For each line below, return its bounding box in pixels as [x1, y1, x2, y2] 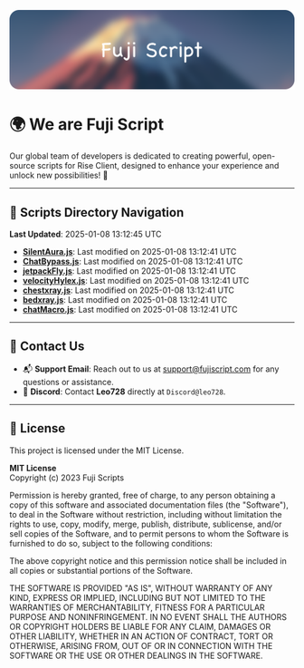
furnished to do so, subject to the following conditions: [9, 537, 213, 548]
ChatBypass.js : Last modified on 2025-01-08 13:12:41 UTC [22, 256, 243, 267]
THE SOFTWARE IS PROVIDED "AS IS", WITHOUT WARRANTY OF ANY [9, 582, 273, 594]
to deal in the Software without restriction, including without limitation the [9, 508, 282, 519]
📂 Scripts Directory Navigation [9, 205, 185, 220]
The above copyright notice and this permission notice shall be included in [9, 555, 287, 566]
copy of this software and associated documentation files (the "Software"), [9, 499, 290, 510]
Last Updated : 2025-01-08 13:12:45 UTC [9, 228, 162, 240]
